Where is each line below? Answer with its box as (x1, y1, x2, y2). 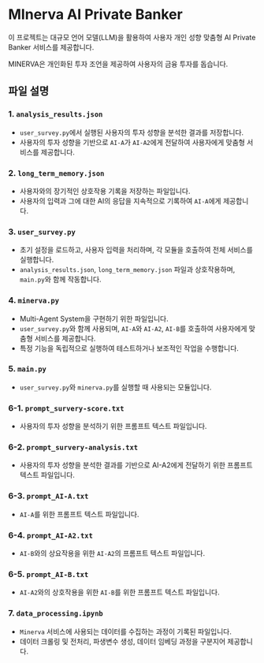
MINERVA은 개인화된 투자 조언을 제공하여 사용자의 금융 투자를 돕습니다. (8, 59, 229, 69)
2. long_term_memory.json (8, 167, 105, 178)
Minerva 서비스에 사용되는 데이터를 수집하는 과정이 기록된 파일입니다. (19, 627, 232, 636)
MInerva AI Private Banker (8, 6, 183, 24)
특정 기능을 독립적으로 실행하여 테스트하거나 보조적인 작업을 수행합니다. (19, 343, 239, 352)
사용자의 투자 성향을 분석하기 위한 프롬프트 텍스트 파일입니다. (19, 422, 207, 431)
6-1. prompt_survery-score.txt (8, 402, 125, 413)
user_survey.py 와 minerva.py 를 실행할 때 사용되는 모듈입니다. (19, 382, 212, 392)
